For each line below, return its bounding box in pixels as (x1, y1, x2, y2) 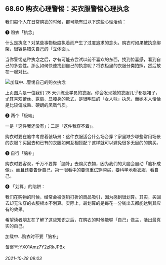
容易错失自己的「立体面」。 (18, 46, 73, 52)
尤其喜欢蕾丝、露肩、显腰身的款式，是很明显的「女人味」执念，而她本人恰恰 (5, 96, 161, 102)
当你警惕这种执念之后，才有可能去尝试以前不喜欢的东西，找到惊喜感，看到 (5, 56, 157, 62)
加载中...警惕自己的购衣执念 (10, 79, 66, 85)
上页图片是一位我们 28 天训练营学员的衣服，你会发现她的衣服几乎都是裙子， (5, 89, 161, 95)
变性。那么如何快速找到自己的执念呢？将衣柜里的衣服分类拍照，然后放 (18, 62, 161, 68)
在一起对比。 (5, 69, 31, 75)
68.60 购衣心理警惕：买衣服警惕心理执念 (5, 4, 130, 13)
